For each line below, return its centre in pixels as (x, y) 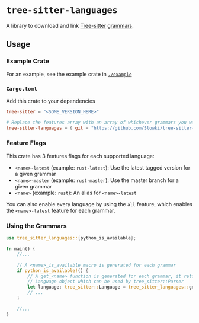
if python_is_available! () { (53, 271)
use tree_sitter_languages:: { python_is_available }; (71, 238)
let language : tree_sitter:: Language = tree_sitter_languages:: (108, 287)
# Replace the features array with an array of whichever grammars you (96, 122)
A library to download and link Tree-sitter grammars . (70, 25)
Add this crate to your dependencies (51, 101)
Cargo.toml (22, 89)
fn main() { (21, 249)
